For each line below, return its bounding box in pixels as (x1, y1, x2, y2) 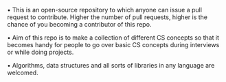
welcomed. (7, 68, 39, 77)
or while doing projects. (7, 48, 74, 56)
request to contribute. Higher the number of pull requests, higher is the (7, 13, 208, 21)
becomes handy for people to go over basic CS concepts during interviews (7, 41, 220, 49)
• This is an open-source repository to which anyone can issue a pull (7, 6, 203, 14)
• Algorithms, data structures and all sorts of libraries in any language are (7, 61, 215, 69)
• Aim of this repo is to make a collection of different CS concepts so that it (7, 33, 220, 42)
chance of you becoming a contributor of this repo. (7, 20, 152, 28)
